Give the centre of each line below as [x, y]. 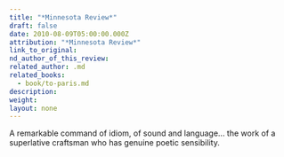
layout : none [33, 108]
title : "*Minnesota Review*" [63, 17]
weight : [24, 100]
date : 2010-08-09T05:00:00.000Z [69, 34]
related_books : [37, 75]
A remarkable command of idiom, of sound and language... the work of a [142, 133]
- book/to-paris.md [53, 83]
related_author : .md [48, 67]
